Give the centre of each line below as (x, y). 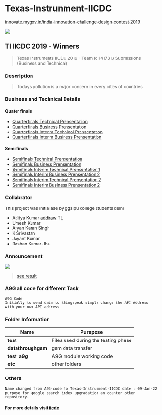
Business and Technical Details (43, 99)
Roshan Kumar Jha (31, 244)
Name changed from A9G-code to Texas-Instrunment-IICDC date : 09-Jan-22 (81, 388)
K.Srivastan (24, 233)
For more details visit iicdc (32, 408)
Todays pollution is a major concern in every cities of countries (80, 87)
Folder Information (27, 320)
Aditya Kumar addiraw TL (37, 218)
